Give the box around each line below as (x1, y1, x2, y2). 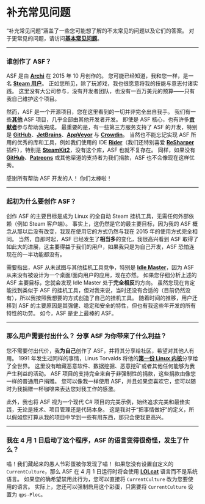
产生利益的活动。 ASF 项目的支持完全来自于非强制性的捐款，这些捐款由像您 (6, 369, 196, 377)
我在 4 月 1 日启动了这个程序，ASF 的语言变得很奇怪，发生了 (6, 435, 183, 444)
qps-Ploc (18, 492, 41, 498)
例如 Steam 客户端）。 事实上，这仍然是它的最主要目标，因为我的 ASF (16, 220, 191, 227)
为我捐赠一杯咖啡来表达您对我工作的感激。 (11, 385, 119, 392)
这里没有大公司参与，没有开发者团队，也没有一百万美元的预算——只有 (18, 87, 195, 95)
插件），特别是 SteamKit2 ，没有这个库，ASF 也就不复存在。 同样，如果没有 (6, 146, 196, 154)
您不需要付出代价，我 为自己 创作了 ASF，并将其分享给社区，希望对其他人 (6, 347, 189, 354)
